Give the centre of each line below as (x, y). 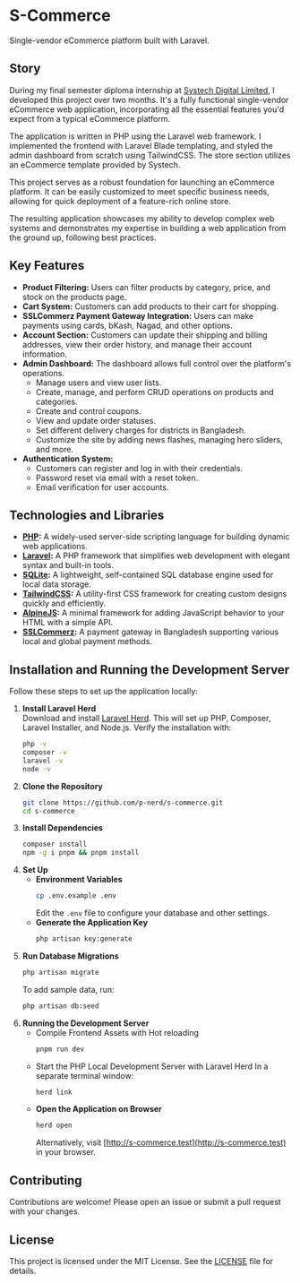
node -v (36, 769)
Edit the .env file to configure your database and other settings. (153, 913)
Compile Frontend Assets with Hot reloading (117, 1032)
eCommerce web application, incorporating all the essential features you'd (147, 109)
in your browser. (65, 1152)
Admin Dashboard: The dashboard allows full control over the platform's (157, 363)
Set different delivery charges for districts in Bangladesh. (141, 430)
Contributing (46, 1180)
